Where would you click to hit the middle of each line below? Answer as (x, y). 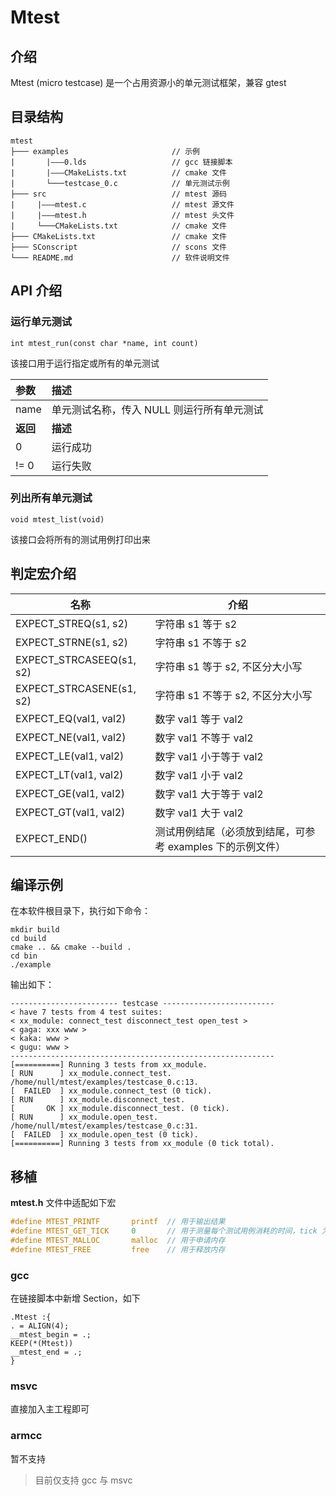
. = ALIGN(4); (40, 1326)
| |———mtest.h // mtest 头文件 (122, 215)
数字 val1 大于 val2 (199, 813)
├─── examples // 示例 (105, 151)
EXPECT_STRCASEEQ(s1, (76, 659)
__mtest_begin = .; (51, 1335)
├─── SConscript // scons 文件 (118, 247)
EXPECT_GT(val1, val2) (70, 812)
